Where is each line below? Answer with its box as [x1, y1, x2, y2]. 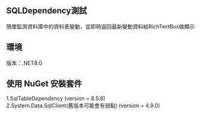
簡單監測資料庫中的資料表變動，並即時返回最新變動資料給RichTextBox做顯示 [6, 23, 195, 30]
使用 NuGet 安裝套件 [6, 79, 82, 89]
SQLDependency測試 [6, 5, 87, 16]
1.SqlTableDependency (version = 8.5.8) [6, 95, 105, 102]
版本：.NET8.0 [6, 59, 42, 66]
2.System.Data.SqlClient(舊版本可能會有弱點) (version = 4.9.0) [6, 102, 161, 110]
